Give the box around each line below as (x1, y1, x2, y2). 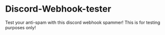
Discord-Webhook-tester (5, 3, 111, 15)
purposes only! (5, 24, 36, 30)
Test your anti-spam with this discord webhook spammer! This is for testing (5, 19, 161, 25)
